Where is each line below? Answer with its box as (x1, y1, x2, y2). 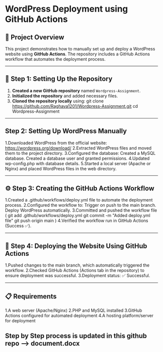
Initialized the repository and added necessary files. (12, 93, 118, 99)
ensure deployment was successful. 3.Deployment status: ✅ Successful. (5, 273, 150, 279)
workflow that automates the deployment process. (5, 56, 106, 62)
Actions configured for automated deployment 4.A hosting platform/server (5, 313, 154, 318)
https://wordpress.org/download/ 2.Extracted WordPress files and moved (5, 145, 152, 151)
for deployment (5, 318, 36, 324)
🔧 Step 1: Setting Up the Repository (5, 75, 113, 83)
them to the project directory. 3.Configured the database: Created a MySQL (5, 150, 156, 156)
